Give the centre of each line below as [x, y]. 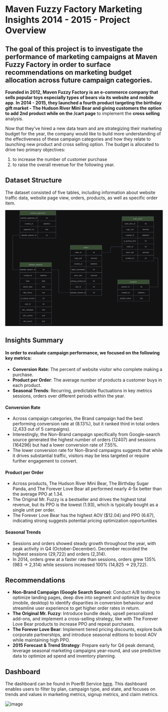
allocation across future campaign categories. [79, 80]
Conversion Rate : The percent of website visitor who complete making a [87, 369]
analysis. [14, 119]
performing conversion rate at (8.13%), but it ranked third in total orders [86, 424]
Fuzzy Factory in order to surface [58, 64]
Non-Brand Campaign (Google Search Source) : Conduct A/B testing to [86, 592]
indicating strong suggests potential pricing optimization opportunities [85, 520]
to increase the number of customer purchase [60, 159]
